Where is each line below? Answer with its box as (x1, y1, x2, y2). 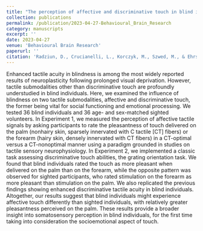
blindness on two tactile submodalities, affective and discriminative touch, (6, 96, 190, 103)
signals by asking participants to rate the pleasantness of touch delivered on (6, 121, 196, 128)
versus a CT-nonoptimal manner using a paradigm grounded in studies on (6, 141, 190, 148)
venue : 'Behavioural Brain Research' (6, 43, 101, 49)
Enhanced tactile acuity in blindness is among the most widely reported (6, 70, 184, 77)
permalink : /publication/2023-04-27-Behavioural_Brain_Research (6, 20, 172, 26)
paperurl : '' (6, 48, 39, 54)
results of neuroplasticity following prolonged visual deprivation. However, (6, 77, 192, 84)
